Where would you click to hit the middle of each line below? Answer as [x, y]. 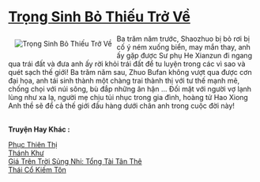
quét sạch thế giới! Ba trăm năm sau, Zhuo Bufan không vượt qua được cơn [130, 72]
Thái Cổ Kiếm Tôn [38, 169]
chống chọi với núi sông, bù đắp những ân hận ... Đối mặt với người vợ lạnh [130, 89]
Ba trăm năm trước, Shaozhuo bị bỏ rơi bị [183, 39]
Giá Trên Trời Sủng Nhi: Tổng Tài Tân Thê [75, 161]
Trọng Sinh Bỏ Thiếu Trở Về [100, 17]
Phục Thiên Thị [33, 144]
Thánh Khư [26, 153]
